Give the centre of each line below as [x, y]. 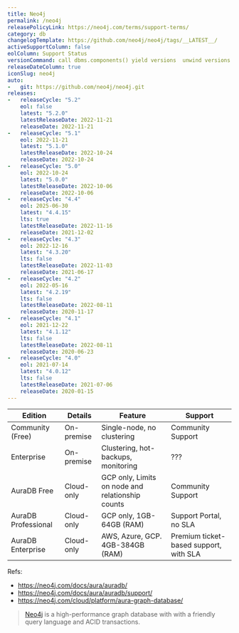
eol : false [36, 107]
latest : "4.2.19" [46, 292]
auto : [15, 80]
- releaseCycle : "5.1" [44, 133]
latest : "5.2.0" [44, 113]
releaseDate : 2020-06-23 [57, 352]
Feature [133, 415]
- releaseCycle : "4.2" [44, 278]
